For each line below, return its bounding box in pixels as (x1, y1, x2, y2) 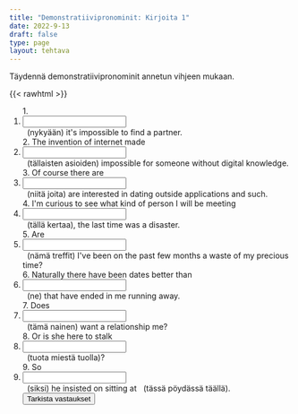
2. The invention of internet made (21, 136, 146, 148)
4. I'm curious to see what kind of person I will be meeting (21, 198, 236, 209)
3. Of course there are (21, 168, 105, 178)
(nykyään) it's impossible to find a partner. (26, 127, 183, 138)
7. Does (21, 300, 50, 311)
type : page (9, 38, 50, 47)
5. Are (21, 229, 45, 240)
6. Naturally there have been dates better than (21, 270, 192, 280)
